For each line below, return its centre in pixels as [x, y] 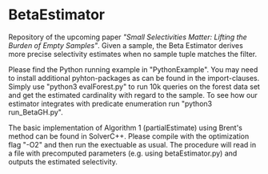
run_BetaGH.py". [36, 112]
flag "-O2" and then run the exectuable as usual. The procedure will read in [132, 144]
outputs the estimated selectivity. [63, 161]
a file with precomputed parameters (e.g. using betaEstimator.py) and [123, 153]
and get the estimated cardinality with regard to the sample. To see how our [133, 95]
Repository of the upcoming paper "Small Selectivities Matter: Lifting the [128, 37]
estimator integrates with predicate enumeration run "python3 [110, 103]
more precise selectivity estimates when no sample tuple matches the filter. [133, 54]
